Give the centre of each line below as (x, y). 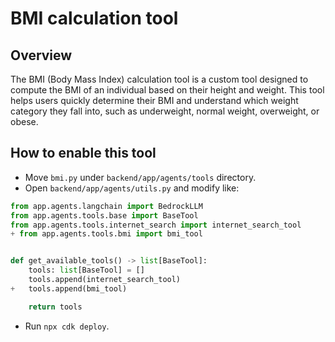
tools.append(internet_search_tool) (105, 280)
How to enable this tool (83, 153)
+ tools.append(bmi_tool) (69, 288)
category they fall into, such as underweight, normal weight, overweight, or (165, 111)
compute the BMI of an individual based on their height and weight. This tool (167, 90)
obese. (24, 121)
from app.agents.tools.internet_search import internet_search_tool (156, 225)
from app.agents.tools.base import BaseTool (104, 215)
